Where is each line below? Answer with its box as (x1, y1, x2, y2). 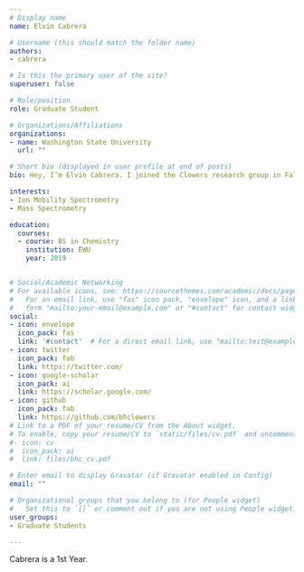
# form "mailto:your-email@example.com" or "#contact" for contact (9, 303, 278, 312)
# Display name (9, 13, 67, 23)
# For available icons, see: (9, 286, 119, 295)
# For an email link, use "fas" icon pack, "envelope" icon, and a (9, 295, 278, 304)
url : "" (17, 146, 47, 155)
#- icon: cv (9, 438, 54, 447)
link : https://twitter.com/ (17, 362, 124, 371)
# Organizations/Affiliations (9, 120, 124, 129)
